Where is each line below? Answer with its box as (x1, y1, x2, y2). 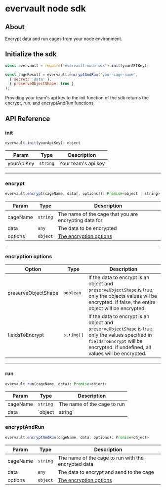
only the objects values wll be (88, 293, 157, 300)
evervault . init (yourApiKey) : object (5, 140, 81, 145)
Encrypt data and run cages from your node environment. (5, 36, 123, 42)
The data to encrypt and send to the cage (57, 468, 154, 475)
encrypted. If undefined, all (88, 344, 151, 351)
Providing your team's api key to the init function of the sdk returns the (5, 95, 149, 101)
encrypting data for (57, 217, 103, 223)
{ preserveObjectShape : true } (9, 81, 74, 87)
